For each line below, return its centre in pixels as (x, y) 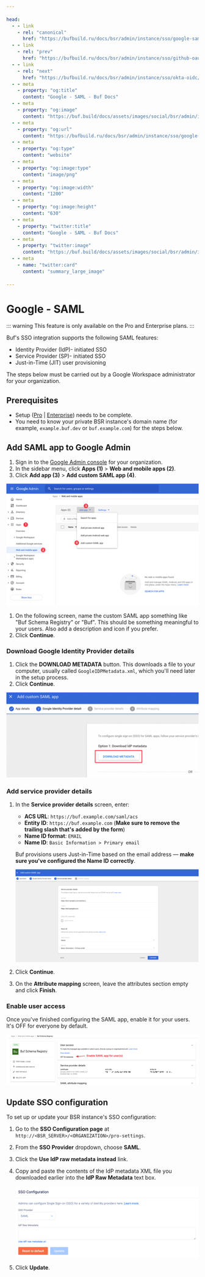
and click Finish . (36, 990)
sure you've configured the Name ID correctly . (75, 861)
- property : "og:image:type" (54, 168)
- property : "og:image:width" (56, 188)
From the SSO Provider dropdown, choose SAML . (78, 1147)
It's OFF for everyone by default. (47, 1026)
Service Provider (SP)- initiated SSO (60, 356)
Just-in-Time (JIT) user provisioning (60, 363)
